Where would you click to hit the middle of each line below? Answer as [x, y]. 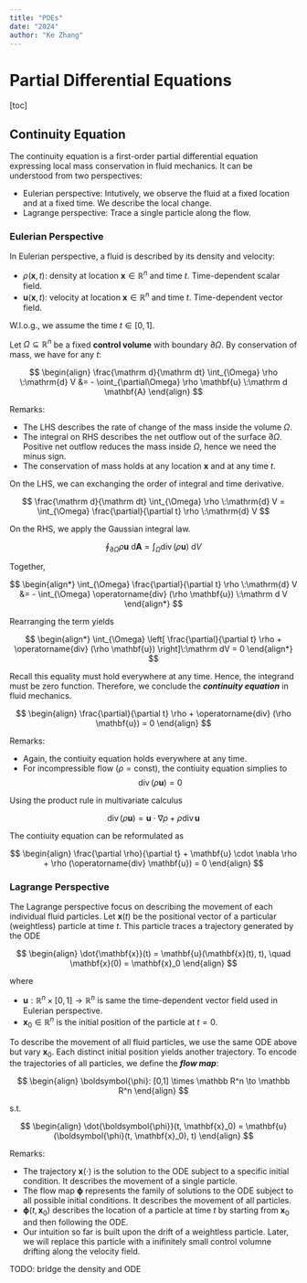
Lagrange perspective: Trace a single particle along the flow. [137, 213]
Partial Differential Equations [121, 80]
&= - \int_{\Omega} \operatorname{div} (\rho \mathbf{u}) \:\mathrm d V [153, 594]
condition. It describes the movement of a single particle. [130, 1181]
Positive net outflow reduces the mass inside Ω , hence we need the [149, 447]
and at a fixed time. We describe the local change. [117, 203]
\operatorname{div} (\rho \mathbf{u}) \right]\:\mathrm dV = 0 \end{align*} [153, 649]
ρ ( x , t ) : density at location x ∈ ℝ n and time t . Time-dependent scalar [151, 275]
